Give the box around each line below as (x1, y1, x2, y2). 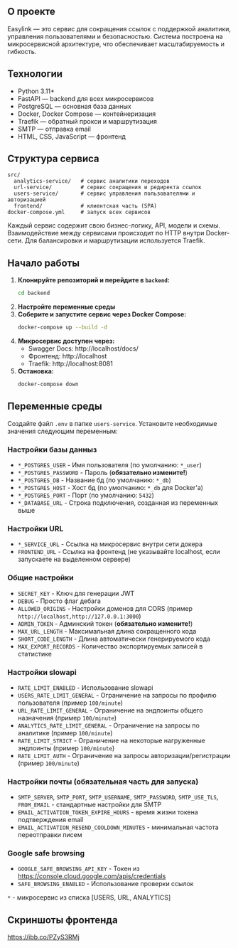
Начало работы (7, 257, 80, 269)
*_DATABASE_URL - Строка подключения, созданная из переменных (17, 498, 219, 507)
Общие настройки (7, 572, 74, 582)
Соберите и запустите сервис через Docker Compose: (17, 310, 187, 319)
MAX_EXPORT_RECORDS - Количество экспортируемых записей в (17, 641, 203, 650)
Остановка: (17, 367, 55, 376)
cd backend (17, 289, 50, 297)
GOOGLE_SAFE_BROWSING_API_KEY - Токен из (17, 864, 140, 873)
